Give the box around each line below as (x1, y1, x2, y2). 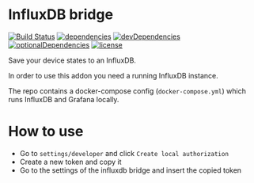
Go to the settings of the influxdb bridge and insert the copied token (19, 165, 242, 175)
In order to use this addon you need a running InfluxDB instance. (8, 71, 219, 80)
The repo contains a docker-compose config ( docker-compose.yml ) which (8, 86, 247, 96)
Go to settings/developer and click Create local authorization (19, 148, 229, 158)
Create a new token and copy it (19, 157, 122, 166)
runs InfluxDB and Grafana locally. (8, 94, 119, 104)
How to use (8, 123, 84, 140)
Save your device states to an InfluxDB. (8, 55, 137, 65)
